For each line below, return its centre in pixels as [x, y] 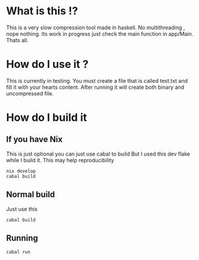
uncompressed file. [30, 93]
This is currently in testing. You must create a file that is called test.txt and [97, 81]
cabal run [18, 252]
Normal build [31, 195]
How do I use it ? [47, 64]
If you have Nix [34, 139]
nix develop [21, 171]
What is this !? [42, 11]
